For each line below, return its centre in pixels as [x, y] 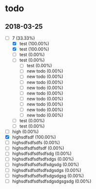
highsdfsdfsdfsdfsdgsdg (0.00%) [46, 165]
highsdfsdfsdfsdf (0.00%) [38, 148]
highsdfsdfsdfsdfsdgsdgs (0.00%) [47, 170]
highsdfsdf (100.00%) [34, 137]
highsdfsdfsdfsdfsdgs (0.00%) [43, 159]
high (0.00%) [25, 132]
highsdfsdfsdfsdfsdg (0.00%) [42, 153]
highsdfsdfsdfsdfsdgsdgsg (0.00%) [48, 175]
